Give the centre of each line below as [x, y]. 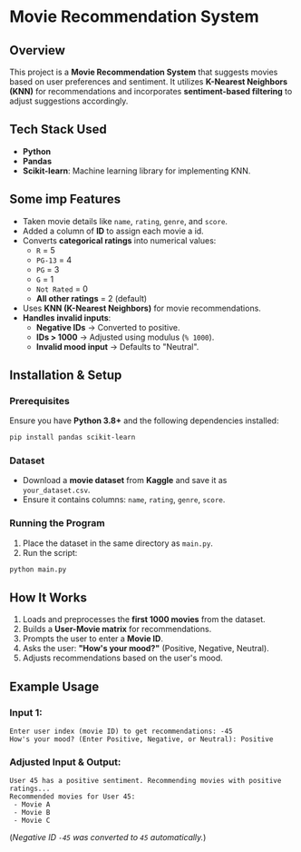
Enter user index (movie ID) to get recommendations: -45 [121, 732]
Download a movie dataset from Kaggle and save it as [125, 480]
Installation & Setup [66, 376]
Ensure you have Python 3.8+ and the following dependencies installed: [144, 421]
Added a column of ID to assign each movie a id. [113, 231]
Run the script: [50, 552]
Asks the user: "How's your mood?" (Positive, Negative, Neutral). [146, 649]
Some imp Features [65, 199]
